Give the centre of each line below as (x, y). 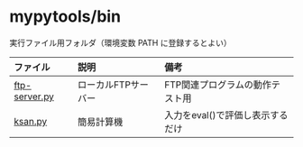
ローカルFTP (104, 85)
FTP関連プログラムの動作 (218, 85)
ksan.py (31, 121)
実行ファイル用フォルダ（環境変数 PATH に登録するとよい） (120, 42)
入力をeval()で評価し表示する (226, 115)
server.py (34, 96)
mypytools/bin (65, 17)
